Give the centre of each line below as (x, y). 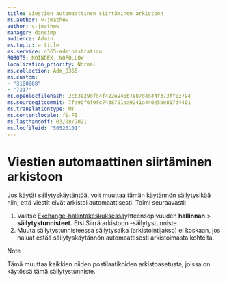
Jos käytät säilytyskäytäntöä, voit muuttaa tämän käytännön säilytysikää (109, 195)
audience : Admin (30, 39)
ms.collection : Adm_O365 (42, 70)
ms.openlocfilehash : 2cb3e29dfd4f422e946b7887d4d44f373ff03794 (99, 97)
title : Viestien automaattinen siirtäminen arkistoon (85, 13)
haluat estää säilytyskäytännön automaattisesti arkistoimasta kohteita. (116, 238)
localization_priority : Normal (52, 64)
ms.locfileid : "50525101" (44, 128)
